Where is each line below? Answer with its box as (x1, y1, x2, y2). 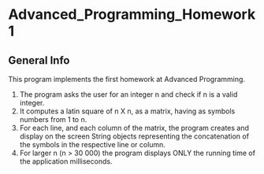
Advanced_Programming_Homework (8, 6, 256, 24)
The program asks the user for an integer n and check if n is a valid (19, 90, 238, 99)
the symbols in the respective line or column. (19, 140, 165, 149)
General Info (8, 54, 70, 67)
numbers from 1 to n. (19, 115, 87, 124)
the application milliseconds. (19, 157, 113, 166)
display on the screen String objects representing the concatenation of (19, 131, 250, 141)
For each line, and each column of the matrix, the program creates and (19, 124, 250, 132)
